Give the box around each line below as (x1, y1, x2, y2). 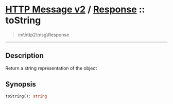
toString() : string (5, 94, 47, 99)
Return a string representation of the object (5, 65, 97, 71)
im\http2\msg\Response (18, 31, 70, 38)
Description (5, 51, 44, 60)
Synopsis (5, 80, 36, 89)
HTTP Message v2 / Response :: (5, 4, 145, 15)
